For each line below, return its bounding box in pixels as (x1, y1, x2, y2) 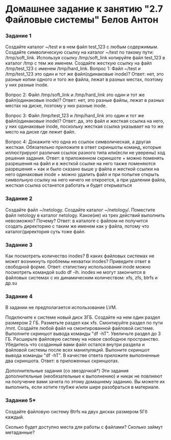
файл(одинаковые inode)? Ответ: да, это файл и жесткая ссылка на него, (5, 118, 164, 124)
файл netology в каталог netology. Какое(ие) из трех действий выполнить (5, 212, 165, 218)
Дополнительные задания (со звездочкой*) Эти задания (5, 368, 129, 374)
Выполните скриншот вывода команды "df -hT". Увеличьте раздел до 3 (5, 331, 161, 337)
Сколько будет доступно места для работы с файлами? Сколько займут (5, 424, 163, 430)
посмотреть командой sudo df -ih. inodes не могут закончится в (5, 269, 146, 275)
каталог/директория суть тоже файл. (5, 228, 86, 234)
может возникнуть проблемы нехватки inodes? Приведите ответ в (5, 258, 151, 265)
